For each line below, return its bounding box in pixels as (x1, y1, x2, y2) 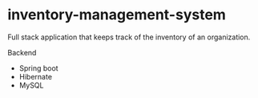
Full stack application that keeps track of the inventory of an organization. (7, 32, 251, 42)
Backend (7, 47, 37, 57)
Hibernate (18, 71, 53, 81)
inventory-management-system (7, 6, 226, 24)
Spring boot (18, 63, 58, 73)
